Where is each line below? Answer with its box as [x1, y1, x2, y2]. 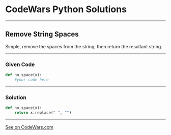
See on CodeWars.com [5, 124, 53, 130]
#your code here [14, 77, 49, 82]
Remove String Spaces [5, 30, 79, 39]
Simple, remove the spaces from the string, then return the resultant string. [5, 43, 163, 49]
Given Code [5, 61, 35, 68]
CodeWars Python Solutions [5, 4, 127, 15]
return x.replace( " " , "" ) [14, 110, 72, 115]
